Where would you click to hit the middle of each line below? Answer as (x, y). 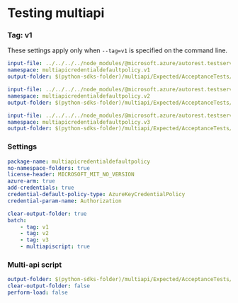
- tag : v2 (35, 234)
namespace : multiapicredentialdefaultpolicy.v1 (79, 70)
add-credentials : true (41, 188)
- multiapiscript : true (55, 247)
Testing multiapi (56, 13)
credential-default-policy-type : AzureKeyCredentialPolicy (96, 195)
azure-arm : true (31, 181)
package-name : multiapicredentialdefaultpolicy (79, 161)
